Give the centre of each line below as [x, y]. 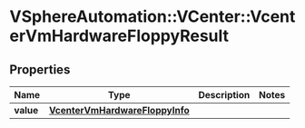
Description [224, 95]
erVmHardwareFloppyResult [119, 36]
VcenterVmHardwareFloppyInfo [119, 110]
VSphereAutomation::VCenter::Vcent [152, 17]
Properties [40, 69]
